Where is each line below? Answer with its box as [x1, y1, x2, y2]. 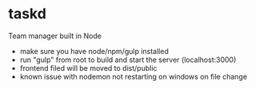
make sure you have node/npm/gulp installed [19, 46, 169, 56]
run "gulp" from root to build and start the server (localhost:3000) [19, 55, 237, 64]
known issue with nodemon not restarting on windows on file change [19, 72, 248, 81]
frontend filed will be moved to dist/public [19, 63, 157, 72]
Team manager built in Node [8, 31, 102, 41]
